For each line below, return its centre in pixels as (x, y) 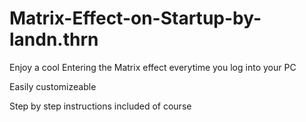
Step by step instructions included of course (100, 106)
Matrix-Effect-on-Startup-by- (135, 18)
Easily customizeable (53, 86)
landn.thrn (54, 39)
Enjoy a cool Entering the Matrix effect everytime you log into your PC (153, 67)
